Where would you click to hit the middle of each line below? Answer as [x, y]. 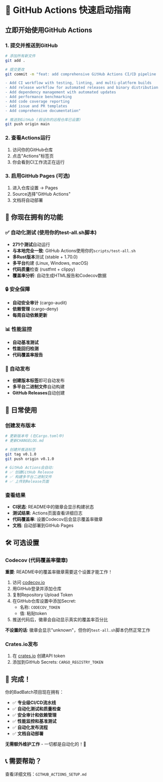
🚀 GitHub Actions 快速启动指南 [68, 10]
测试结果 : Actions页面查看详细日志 [47, 513]
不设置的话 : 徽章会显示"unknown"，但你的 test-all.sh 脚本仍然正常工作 [78, 630]
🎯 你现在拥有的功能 [34, 217]
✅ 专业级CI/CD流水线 [34, 703]
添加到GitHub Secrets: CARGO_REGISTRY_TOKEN [58, 662]
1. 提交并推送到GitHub [31, 45]
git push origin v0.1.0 [30, 459]
